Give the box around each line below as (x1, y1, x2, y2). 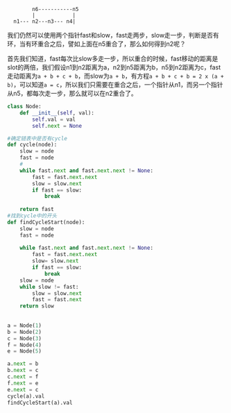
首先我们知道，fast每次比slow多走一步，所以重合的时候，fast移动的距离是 (7, 55, 219, 62)
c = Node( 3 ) (7, 335, 42, 342)
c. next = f (7, 373, 39, 380)
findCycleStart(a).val (7, 399, 73, 406)
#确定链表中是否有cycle (7, 135, 68, 142)
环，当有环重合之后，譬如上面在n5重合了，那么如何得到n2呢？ (7, 40, 186, 48)
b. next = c (7, 367, 39, 374)
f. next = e (7, 380, 39, 387)
